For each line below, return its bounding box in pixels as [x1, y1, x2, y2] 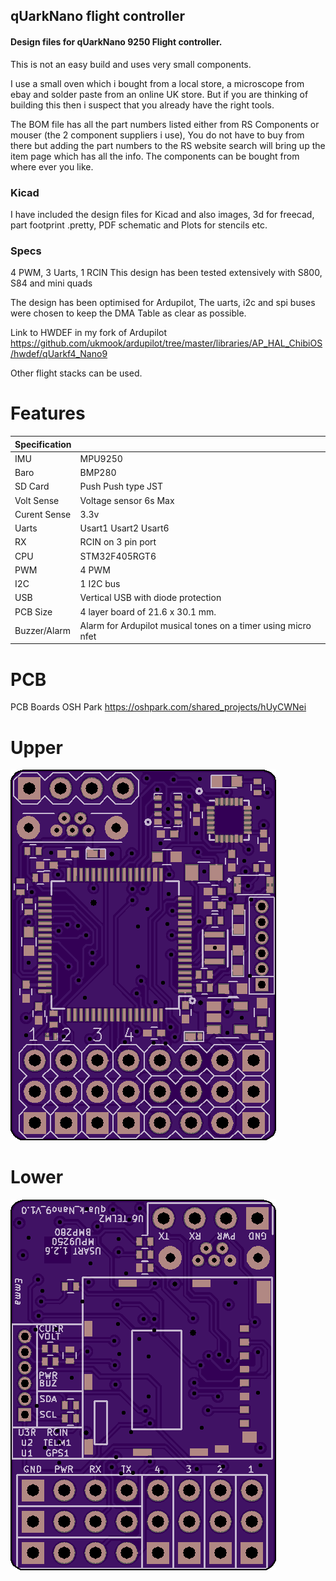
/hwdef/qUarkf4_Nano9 [10, 348, 108, 360]
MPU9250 [79, 452, 123, 464]
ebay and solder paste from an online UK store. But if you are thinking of [10, 88, 309, 100]
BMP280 [79, 467, 117, 479]
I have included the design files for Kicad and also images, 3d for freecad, [10, 208, 315, 220]
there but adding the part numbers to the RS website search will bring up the [10, 139, 326, 151]
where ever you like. [10, 160, 94, 173]
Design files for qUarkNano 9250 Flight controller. [10, 35, 223, 48]
